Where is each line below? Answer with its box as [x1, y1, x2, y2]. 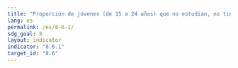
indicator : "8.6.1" [7, 43, 65, 50]
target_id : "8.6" [7, 50, 59, 57]
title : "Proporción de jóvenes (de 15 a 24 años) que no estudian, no [7, 10, 220, 18]
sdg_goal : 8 [7, 30, 42, 38]
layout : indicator [7, 37, 62, 44]
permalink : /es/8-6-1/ [7, 23, 74, 30]
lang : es [7, 17, 33, 24]
